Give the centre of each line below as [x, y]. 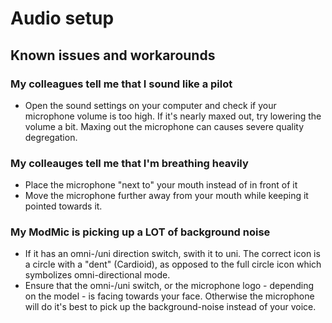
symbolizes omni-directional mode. [97, 275]
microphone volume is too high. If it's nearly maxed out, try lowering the [173, 116]
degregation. [51, 137]
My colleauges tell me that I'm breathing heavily [129, 163]
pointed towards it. [63, 206]
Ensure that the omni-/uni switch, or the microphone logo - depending [169, 286]
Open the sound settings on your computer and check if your [150, 105]
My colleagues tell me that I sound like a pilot [121, 84]
